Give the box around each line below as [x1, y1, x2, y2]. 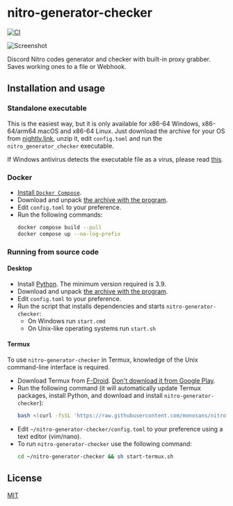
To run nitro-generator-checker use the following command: [17, 439, 193, 447]
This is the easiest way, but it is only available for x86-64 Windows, [7, 119, 200, 128]
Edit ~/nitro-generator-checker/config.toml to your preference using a [17, 424, 223, 433]
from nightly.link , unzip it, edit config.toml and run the [7, 134, 163, 142]
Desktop [7, 264, 33, 273]
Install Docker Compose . [17, 188, 82, 197]
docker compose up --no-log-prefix [17, 230, 121, 238]
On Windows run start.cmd [27, 316, 106, 325]
